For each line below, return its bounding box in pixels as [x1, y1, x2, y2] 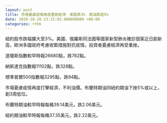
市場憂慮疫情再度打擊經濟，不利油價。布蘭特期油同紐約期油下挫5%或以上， [5, 85, 162, 91]
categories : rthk [5, 21, 42, 27]
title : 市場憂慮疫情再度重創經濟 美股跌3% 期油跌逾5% [5, 12, 109, 17]
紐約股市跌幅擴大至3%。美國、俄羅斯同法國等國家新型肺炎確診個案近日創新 [5, 36, 162, 42]
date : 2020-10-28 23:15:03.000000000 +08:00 [5, 17, 100, 22]
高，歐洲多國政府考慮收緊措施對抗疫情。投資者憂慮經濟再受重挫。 [5, 42, 142, 48]
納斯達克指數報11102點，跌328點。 [5, 63, 77, 69]
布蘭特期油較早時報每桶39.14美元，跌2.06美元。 [5, 101, 105, 108]
